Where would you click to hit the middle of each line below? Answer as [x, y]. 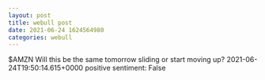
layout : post [30, 15]
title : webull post [40, 23]
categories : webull [40, 37]
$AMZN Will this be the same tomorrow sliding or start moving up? [117, 60]
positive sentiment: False [125, 68]
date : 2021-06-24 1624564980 [56, 30]
